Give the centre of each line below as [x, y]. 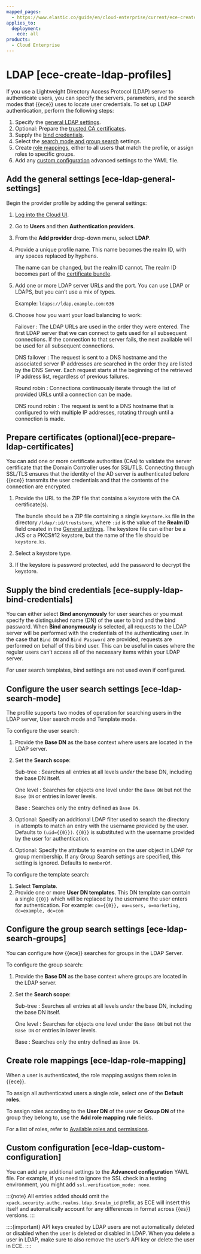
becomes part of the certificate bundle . [63, 274]
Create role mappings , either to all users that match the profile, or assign [104, 147]
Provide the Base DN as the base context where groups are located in [101, 976]
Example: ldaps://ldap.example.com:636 [65, 303]
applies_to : [21, 23]
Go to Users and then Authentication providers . [75, 226]
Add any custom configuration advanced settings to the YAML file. [97, 160]
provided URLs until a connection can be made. [73, 394]
